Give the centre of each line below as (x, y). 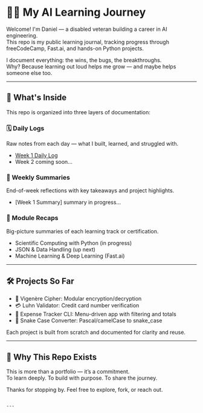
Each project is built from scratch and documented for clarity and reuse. (96, 333)
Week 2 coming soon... (43, 162)
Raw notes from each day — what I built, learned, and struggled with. (92, 144)
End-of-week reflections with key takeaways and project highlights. (90, 190)
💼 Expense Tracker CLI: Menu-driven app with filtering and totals (95, 314)
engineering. (22, 35)
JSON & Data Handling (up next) (55, 249)
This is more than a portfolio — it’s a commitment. (68, 372)
